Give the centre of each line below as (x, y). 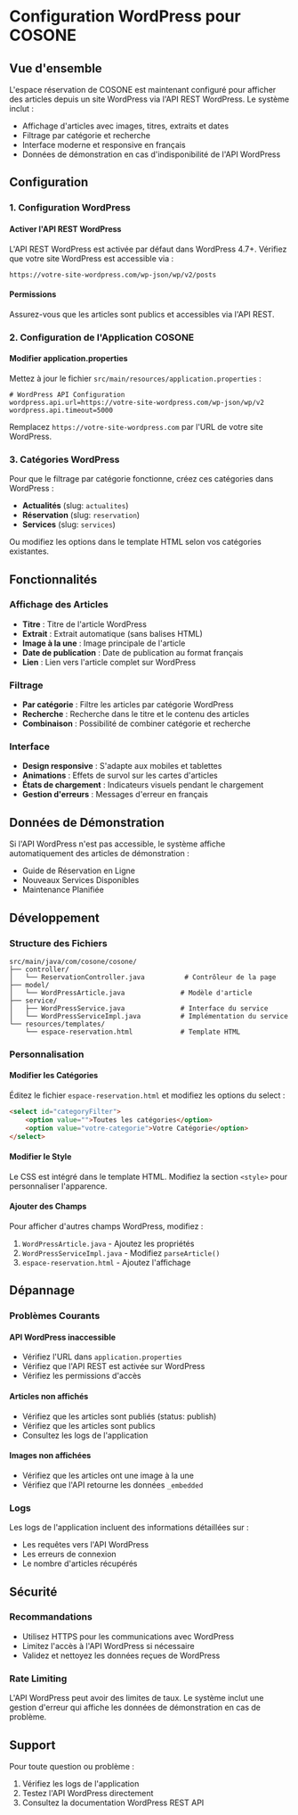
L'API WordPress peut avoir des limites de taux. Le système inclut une (137, 1698)
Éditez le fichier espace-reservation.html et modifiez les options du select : (147, 1095)
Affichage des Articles (59, 605)
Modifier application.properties (68, 359)
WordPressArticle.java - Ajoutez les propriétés (108, 1243)
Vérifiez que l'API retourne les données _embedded (113, 1485)
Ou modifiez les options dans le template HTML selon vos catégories (136, 542)
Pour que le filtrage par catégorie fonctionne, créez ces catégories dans (141, 479)
